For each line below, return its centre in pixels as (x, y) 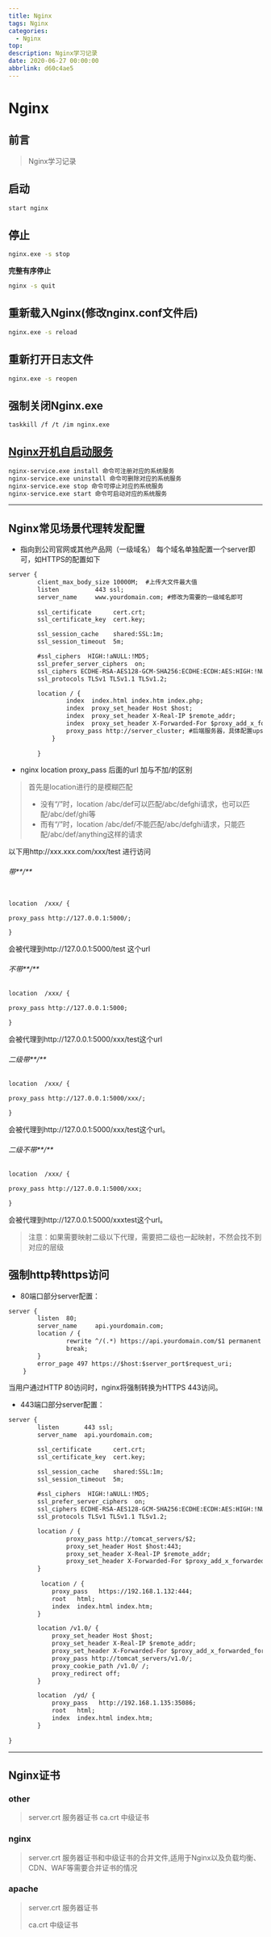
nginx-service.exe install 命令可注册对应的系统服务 (92, 471)
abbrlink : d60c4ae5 (41, 69)
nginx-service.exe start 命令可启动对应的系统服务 (88, 493)
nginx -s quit (32, 286)
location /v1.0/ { (68, 1629)
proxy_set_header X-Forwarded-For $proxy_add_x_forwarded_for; (160, 1651)
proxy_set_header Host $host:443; (124, 1546)
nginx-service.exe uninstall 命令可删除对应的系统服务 (95, 478)
